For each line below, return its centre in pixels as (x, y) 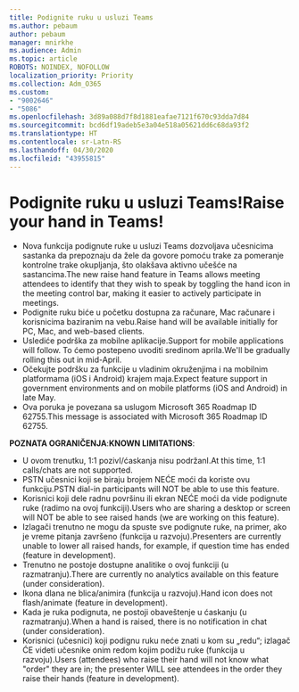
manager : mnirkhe (42, 42)
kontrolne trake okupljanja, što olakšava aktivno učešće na (130, 265)
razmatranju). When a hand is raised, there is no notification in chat (145, 622)
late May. (39, 398)
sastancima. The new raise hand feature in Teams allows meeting (141, 275)
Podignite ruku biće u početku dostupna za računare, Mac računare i (148, 312)
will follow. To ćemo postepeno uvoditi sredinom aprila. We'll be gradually (156, 350)
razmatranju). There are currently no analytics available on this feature (150, 574)
